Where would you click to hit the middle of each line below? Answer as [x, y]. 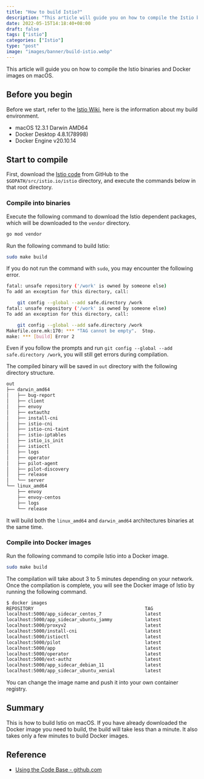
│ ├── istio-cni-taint [38, 429]
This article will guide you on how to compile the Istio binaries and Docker [99, 69]
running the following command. [47, 591]
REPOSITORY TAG [80, 608]
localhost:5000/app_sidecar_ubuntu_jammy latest [84, 620]
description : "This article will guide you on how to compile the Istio [100, 18]
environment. [23, 116]
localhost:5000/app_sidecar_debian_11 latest [84, 665]
